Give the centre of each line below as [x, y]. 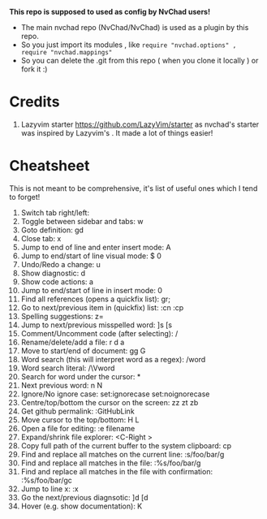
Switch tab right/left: [55, 212]
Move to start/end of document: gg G [83, 350]
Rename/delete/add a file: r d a [73, 342]
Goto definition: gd [52, 230]
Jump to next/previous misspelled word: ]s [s [97, 325]
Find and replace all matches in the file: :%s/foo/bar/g [111, 463]
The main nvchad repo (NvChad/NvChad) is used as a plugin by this [135, 27]
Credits [34, 102]
